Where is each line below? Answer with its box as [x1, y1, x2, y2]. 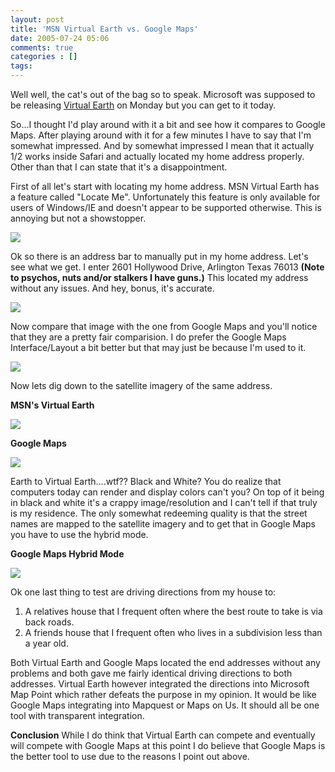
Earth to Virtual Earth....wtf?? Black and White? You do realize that [10, 476, 282, 487]
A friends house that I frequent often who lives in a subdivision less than [24, 627, 323, 638]
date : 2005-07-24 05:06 [10, 33, 110, 43]
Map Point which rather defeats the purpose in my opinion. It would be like [10, 689, 317, 700]
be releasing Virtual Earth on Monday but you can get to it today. [10, 99, 277, 111]
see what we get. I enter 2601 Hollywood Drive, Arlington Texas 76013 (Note [10, 261, 325, 273]
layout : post [10, 14, 65, 25]
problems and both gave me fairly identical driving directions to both [10, 667, 293, 679]
